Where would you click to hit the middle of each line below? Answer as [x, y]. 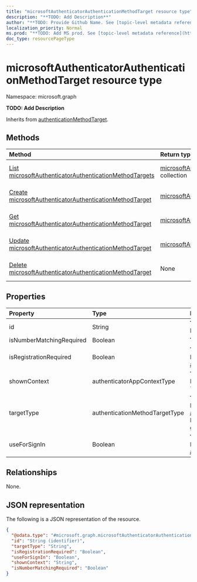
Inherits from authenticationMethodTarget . [57, 119]
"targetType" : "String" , [42, 546]
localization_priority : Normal [44, 28]
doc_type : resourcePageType [40, 39]
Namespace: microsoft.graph [41, 96]
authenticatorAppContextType [133, 381]
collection [174, 175]
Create [18, 192]
